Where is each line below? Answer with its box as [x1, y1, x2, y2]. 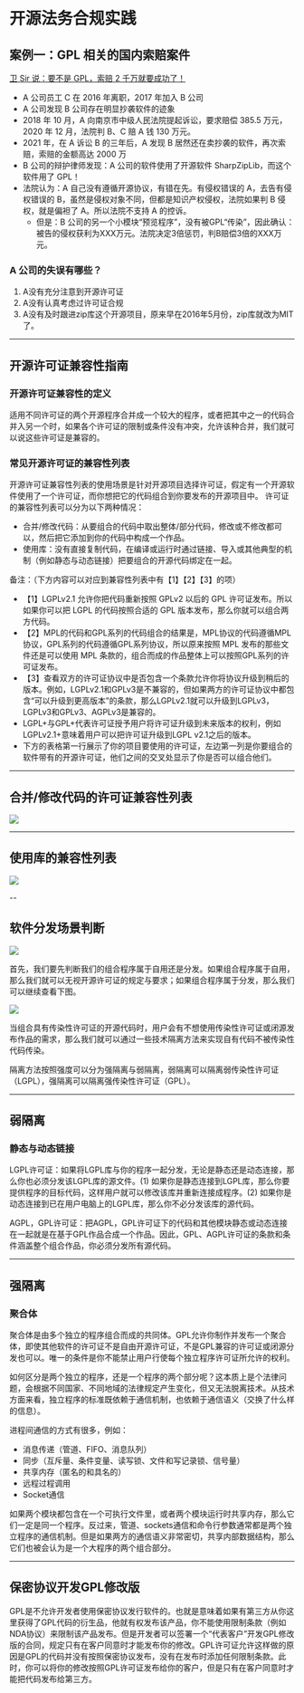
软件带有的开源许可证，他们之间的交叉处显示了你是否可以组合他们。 [22, 752, 277, 763]
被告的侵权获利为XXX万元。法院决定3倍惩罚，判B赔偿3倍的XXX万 [35, 228, 282, 238]
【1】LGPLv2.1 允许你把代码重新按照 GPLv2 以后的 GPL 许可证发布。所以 [22, 594, 293, 605]
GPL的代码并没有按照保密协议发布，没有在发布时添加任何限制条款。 [24, 1650, 279, 1661]
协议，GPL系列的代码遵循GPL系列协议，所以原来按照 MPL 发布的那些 [22, 639, 281, 650]
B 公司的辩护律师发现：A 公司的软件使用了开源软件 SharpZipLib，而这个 [22, 160, 292, 170]
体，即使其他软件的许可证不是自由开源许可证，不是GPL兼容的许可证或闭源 [9, 1341, 287, 1352]
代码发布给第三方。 [24, 1673, 97, 1684]
